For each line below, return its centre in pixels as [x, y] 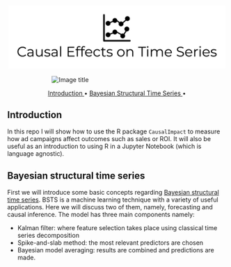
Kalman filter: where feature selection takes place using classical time [117, 228]
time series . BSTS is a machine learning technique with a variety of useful [113, 200]
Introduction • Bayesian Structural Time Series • [117, 93]
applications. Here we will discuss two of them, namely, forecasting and [110, 207]
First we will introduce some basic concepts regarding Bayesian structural [113, 193]
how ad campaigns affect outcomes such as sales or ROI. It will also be [109, 139]
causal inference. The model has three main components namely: [101, 215]
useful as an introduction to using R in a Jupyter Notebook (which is [104, 146]
